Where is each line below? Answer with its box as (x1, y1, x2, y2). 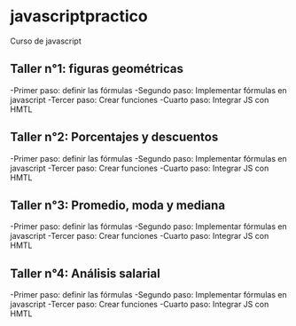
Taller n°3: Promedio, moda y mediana (10, 197, 225, 212)
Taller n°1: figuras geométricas (10, 61, 184, 76)
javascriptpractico (10, 6, 149, 27)
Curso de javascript (10, 36, 82, 46)
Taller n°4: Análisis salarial (10, 266, 160, 281)
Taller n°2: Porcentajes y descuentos (10, 130, 219, 145)
